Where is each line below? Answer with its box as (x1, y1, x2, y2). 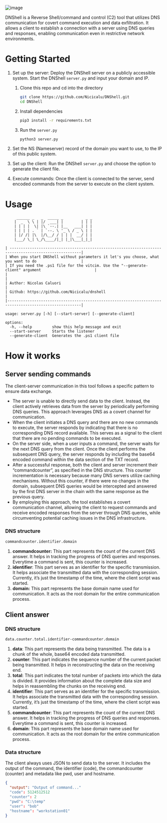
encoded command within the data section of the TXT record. (12, 457, 140, 463)
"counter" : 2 (9, 794, 37, 799)
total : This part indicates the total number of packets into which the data (12, 672, 162, 678)
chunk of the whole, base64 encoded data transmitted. (12, 651, 126, 657)
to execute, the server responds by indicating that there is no (12, 425, 138, 431)
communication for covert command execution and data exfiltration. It (5, 20, 149, 26)
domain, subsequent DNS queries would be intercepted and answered (12, 483, 157, 489)
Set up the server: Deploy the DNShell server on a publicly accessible (12, 70, 156, 76)
